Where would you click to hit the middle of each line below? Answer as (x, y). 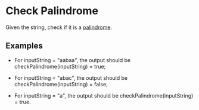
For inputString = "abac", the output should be (71, 77)
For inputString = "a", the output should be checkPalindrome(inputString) (104, 95)
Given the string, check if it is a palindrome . (59, 27)
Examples (24, 46)
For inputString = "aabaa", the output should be (72, 60)
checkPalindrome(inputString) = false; (61, 84)
